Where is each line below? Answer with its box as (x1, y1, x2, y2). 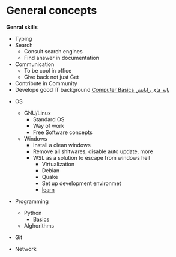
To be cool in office (23, 67, 72, 74)
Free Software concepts (32, 128, 93, 136)
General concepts (6, 4, 97, 17)
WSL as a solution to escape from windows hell (32, 154, 150, 161)
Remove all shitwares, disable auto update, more (32, 148, 153, 155)
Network (14, 245, 37, 252)
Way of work (32, 122, 65, 129)
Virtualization (41, 160, 75, 168)
